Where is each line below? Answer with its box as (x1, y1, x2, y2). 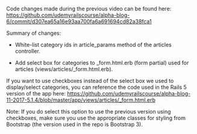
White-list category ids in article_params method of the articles (14, 41, 172, 48)
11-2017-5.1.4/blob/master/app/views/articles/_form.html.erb (6, 96, 155, 103)
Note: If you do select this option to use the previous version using (6, 108, 171, 115)
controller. (14, 47, 40, 55)
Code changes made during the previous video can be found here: (6, 5, 172, 12)
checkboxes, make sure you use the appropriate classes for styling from (6, 114, 186, 121)
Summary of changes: (6, 29, 61, 37)
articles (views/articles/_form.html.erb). (14, 65, 113, 73)
